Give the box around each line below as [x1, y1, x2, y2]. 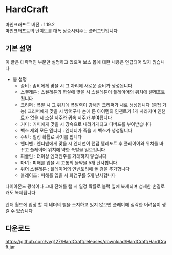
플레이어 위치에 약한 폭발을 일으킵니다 [30, 146, 106, 152]
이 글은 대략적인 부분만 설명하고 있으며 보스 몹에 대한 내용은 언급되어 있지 [5, 58, 152, 65]
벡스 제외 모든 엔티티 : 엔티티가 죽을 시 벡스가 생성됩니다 [20, 127, 133, 133]
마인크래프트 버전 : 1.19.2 [5, 21, 55, 27]
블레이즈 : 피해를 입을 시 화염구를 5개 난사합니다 [20, 172, 116, 178]
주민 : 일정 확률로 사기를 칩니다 [20, 133, 82, 140]
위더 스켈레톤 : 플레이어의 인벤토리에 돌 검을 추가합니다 [20, 166, 130, 172]
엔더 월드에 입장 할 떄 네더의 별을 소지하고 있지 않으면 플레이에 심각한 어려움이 [5, 201, 161, 207]
